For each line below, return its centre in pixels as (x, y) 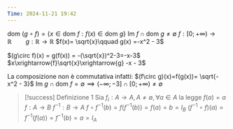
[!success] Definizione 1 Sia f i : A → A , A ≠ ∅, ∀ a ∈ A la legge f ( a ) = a (125, 98)
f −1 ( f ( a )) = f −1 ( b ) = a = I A (61, 118)
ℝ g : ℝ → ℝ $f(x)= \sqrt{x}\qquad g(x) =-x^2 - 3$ (86, 41)
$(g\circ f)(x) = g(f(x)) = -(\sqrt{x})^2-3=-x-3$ (74, 55)
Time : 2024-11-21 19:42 (42, 14)
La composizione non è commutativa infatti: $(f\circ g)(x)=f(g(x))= (103, 76)
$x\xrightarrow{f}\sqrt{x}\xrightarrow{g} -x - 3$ (77, 63)
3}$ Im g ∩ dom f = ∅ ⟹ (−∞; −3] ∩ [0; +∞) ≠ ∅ (93, 84)
